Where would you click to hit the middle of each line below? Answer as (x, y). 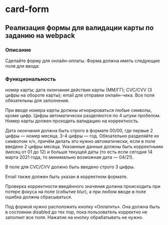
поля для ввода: (23, 66)
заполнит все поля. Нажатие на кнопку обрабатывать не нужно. (74, 217)
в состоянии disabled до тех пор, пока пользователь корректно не (76, 212)
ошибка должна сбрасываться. (39, 197)
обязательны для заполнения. (37, 101)
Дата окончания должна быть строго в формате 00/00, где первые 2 (79, 131)
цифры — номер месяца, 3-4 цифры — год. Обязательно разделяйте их (82, 136)
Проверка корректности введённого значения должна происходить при (83, 186)
